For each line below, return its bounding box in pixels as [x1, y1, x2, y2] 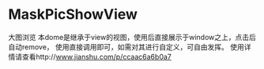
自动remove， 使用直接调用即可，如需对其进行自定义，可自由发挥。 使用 [8, 42, 245, 52]
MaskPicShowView [8, 5, 138, 24]
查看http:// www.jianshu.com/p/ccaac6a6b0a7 [21, 52, 172, 61]
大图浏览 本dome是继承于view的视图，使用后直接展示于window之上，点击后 [8, 32, 257, 42]
